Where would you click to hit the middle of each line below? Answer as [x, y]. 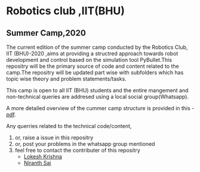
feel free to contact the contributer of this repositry [77, 150]
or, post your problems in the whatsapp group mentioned [85, 144]
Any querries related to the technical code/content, [69, 126]
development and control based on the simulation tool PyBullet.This [89, 60]
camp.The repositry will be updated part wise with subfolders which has [95, 72]
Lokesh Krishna [43, 157]
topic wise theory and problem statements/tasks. [66, 79]
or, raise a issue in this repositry [54, 137]
